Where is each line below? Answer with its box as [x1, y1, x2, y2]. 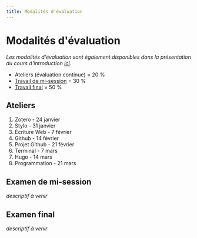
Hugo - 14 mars [14, 153, 53, 160]
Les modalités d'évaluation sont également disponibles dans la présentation [6, 53, 191, 61]
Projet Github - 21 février [14, 141, 75, 148]
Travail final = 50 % [14, 83, 62, 90]
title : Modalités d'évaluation [6, 8, 83, 15]
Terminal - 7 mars [14, 148, 58, 155]
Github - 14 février [14, 135, 59, 142]
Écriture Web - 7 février [14, 129, 72, 136]
